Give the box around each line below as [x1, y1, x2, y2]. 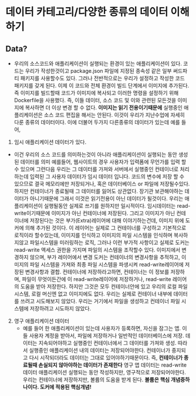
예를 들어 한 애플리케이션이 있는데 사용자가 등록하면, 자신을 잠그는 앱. [22, 325, 181, 331]
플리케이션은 [13, 111, 43, 118]
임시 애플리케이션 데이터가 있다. [13, 138, 86, 145]
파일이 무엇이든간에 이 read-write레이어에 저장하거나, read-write [22, 276, 171, 282]
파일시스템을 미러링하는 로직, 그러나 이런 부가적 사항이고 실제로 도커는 [29, 239, 190, 246]
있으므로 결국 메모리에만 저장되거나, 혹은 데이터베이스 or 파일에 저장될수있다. [13, 180, 190, 187]
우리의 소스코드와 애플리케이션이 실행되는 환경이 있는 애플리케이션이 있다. [13, 60, 183, 67]
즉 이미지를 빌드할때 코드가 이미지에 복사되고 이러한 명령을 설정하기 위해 [13, 89, 179, 96]
